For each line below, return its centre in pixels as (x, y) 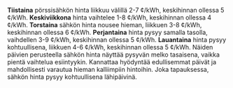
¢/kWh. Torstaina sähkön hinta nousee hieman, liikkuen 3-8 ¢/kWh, (105, 25)
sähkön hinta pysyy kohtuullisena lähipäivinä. (72, 77)
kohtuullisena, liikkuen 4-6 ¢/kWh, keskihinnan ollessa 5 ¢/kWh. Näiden (110, 47)
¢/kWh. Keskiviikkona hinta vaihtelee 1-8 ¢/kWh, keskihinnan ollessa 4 (110, 17)
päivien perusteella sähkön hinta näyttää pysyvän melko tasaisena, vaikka (114, 54)
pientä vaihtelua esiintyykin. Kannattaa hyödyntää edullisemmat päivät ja (112, 62)
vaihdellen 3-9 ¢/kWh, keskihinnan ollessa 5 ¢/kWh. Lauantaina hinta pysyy (117, 40)
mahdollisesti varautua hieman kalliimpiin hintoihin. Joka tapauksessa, (108, 69)
